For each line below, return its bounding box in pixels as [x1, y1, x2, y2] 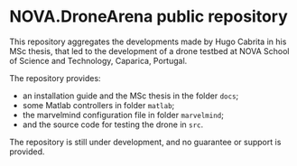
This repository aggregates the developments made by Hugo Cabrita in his [9, 36, 287, 47]
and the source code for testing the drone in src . [22, 119, 204, 130]
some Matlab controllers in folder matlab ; [22, 99, 175, 110]
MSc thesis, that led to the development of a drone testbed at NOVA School [9, 45, 290, 56]
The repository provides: [9, 72, 101, 83]
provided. [9, 146, 45, 157]
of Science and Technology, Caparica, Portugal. [9, 55, 188, 66]
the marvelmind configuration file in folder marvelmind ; [22, 109, 224, 120]
